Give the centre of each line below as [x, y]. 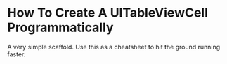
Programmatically [60, 27]
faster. [17, 54]
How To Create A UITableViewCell [108, 13]
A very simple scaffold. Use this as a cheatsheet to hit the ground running [114, 47]
